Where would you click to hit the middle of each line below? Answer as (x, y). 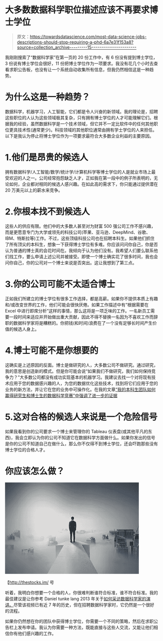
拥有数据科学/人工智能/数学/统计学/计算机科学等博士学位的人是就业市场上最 (81, 172)
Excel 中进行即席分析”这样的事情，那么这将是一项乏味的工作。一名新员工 (78, 311)
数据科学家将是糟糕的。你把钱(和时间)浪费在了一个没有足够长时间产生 (83, 323)
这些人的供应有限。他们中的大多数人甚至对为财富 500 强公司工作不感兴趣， (80, 226)
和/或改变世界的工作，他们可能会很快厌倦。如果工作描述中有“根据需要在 (77, 305)
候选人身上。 (26, 329)
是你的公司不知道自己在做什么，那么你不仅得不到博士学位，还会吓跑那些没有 (81, 444)
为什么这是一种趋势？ (48, 97)
